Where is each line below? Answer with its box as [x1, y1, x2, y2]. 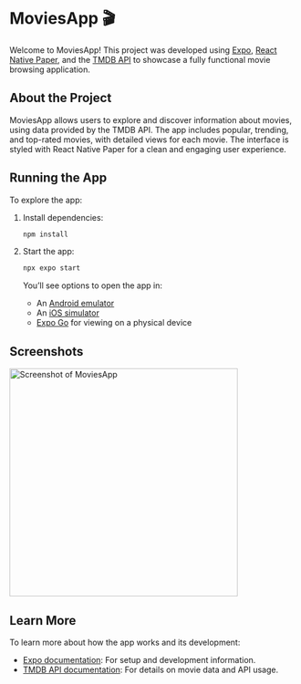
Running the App [9, 171, 108, 186]
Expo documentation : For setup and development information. [22, 654, 256, 665]
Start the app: [22, 246, 75, 257]
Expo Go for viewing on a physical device [36, 317, 192, 328]
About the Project [9, 90, 112, 106]
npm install [22, 230, 68, 239]
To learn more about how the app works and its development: [9, 637, 241, 648]
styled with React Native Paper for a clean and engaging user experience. [9, 143, 287, 154]
